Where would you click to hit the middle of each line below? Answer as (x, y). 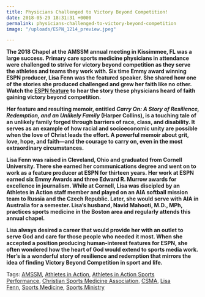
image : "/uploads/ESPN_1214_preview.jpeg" (61, 29)
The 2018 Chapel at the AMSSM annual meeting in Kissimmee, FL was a (99, 52)
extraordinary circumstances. (45, 148)
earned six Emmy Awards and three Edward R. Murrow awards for (91, 179)
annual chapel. (26, 218)
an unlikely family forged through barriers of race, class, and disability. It (101, 122)
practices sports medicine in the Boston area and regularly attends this (99, 212)
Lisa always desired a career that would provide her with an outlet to (95, 230)
